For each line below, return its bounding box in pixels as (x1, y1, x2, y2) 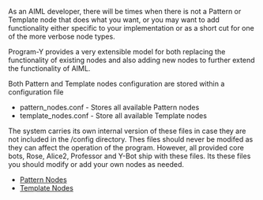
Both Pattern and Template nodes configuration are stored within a (8, 79, 225, 88)
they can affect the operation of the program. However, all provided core (8, 143, 245, 152)
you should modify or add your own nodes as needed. (8, 160, 184, 169)
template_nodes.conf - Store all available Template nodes (19, 111, 208, 120)
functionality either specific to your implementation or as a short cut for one (8, 24, 254, 32)
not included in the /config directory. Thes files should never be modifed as (8, 135, 254, 144)
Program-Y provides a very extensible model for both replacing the (8, 47, 226, 56)
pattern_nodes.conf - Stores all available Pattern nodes (19, 102, 200, 112)
